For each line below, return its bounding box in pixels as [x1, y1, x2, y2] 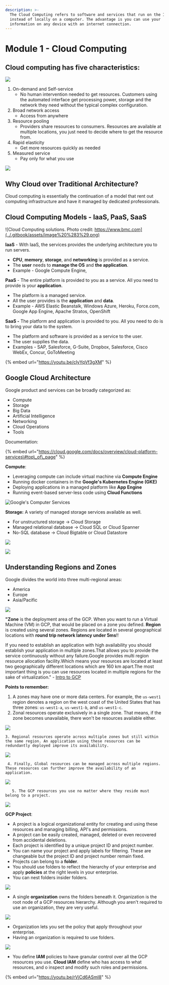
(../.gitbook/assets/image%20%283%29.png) [5, 231, 100, 237]
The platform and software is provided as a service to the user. [12, 333, 143, 339]
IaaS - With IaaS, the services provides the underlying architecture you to [5, 241, 157, 248]
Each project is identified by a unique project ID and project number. [12, 842, 154, 848]
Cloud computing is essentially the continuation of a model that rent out [5, 193, 153, 199]
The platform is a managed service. [12, 292, 87, 298]
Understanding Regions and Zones [5, 563, 117, 572]
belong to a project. [5, 792, 51, 798]
